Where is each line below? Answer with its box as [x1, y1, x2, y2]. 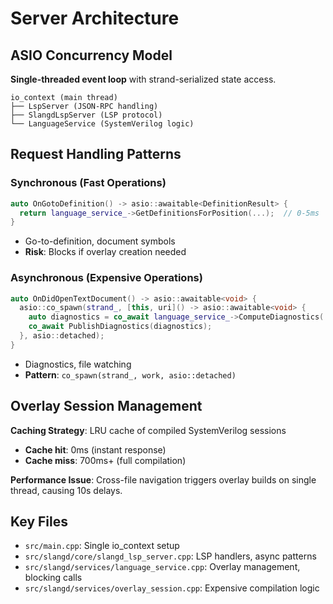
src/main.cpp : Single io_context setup [24, 540, 180, 552]
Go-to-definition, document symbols [24, 235, 176, 247]
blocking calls [24, 572, 83, 584]
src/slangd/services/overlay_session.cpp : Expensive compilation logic [24, 582, 320, 594]
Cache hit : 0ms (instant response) [24, 443, 167, 456]
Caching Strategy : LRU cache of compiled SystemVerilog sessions [10, 424, 287, 436]
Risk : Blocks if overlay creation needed [24, 246, 187, 258]
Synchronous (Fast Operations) [10, 176, 167, 190]
